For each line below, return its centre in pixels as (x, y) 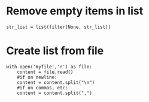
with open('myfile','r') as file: (49, 67)
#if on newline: (37, 77)
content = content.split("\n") (56, 82)
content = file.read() (45, 72)
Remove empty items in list (75, 11)
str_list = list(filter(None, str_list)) (59, 27)
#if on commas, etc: (42, 88)
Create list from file (55, 51)
